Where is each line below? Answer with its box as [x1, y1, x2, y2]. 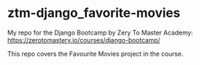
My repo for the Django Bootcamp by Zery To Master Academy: [7, 28, 194, 37]
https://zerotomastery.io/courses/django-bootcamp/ [7, 35, 161, 44]
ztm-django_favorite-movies [7, 5, 181, 21]
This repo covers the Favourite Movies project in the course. [7, 49, 184, 58]
